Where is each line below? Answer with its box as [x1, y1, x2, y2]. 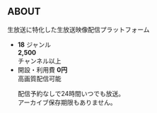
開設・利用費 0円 [17, 65, 68, 73]
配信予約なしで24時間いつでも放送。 [17, 89, 125, 97]
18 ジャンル [17, 40, 52, 49]
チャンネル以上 [17, 56, 62, 65]
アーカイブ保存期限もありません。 [17, 98, 117, 107]
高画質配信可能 [17, 74, 62, 83]
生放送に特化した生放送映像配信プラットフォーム [7, 25, 150, 34]
